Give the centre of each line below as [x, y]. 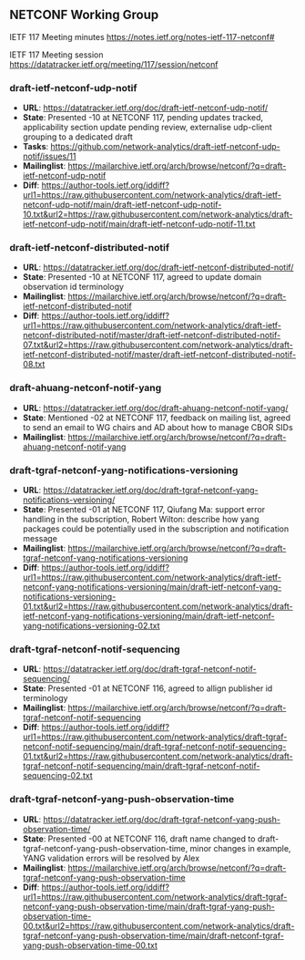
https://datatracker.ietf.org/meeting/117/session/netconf [114, 64]
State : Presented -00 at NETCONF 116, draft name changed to [139, 839]
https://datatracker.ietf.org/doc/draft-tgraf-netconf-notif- [150, 669]
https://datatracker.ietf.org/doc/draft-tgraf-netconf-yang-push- [162, 819]
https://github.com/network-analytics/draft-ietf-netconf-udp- [165, 147]
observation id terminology [73, 287]
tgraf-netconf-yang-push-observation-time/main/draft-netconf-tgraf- [153, 935]
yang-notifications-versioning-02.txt [91, 625]
